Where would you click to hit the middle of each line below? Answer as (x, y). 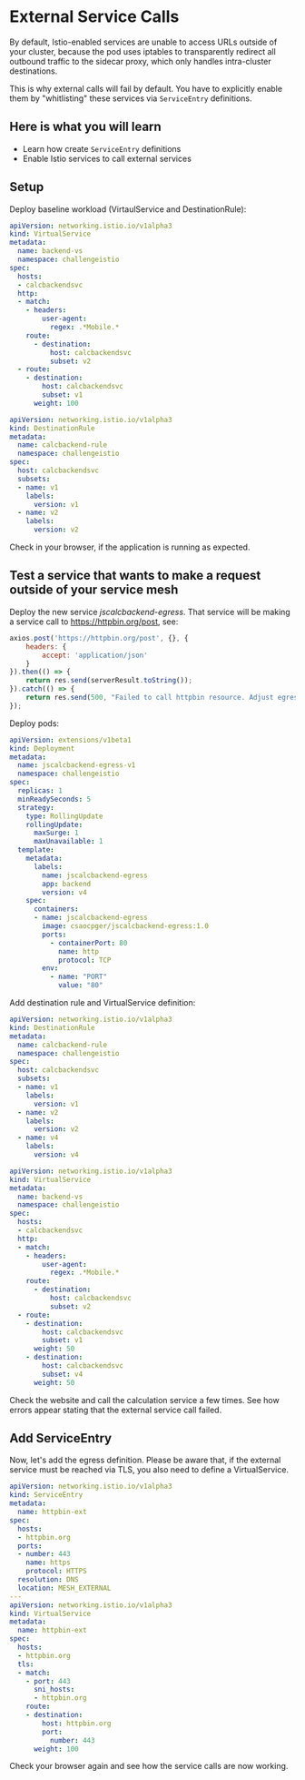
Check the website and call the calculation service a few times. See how (144, 1400)
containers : (56, 909)
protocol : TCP (84, 960)
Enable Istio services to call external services (107, 158)
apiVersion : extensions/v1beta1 (70, 740)
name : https (48, 1563)
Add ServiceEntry (60, 1438)
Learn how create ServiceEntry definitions (102, 148)
